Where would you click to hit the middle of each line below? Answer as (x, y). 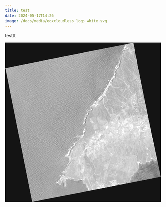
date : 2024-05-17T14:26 (30, 16)
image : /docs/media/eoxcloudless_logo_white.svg (56, 21)
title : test (17, 10)
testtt (10, 36)
